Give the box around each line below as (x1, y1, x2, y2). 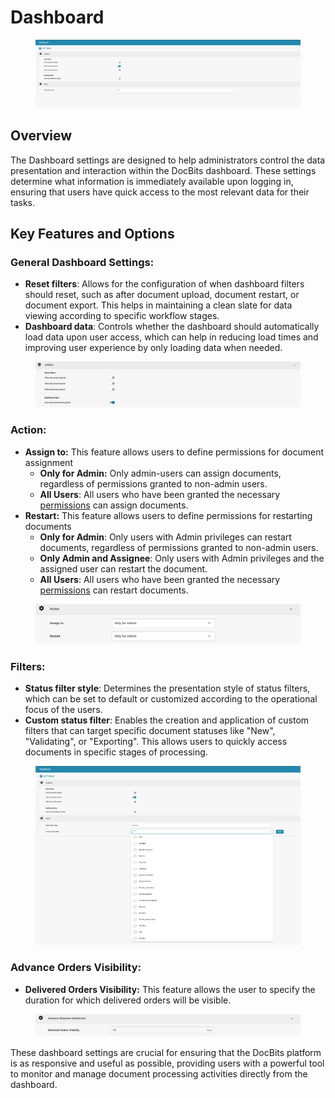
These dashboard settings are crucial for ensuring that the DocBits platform (10, 1046, 322, 1058)
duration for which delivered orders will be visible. (24, 994, 232, 1006)
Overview (10, 127, 73, 145)
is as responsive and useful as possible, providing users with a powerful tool (10, 1057, 325, 1069)
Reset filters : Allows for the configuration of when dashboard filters (24, 278, 305, 290)
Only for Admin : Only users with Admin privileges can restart (39, 531, 292, 543)
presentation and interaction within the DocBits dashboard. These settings (10, 164, 317, 176)
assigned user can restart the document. (39, 562, 208, 575)
